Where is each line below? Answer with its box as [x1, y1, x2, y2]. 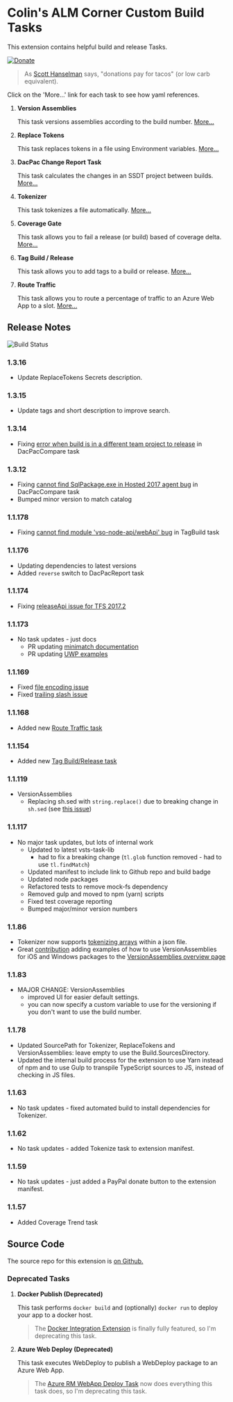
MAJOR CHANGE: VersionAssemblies [17, 986, 126, 994]
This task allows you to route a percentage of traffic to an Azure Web [17, 294, 215, 302]
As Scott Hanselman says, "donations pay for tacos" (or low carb [24, 70, 210, 78]
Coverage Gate [17, 219, 62, 228]
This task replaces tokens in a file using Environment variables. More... [17, 144, 219, 152]
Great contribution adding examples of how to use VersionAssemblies [17, 945, 217, 953]
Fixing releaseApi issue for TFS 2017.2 [17, 602, 126, 610]
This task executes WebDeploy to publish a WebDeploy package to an [17, 1358, 218, 1367]
